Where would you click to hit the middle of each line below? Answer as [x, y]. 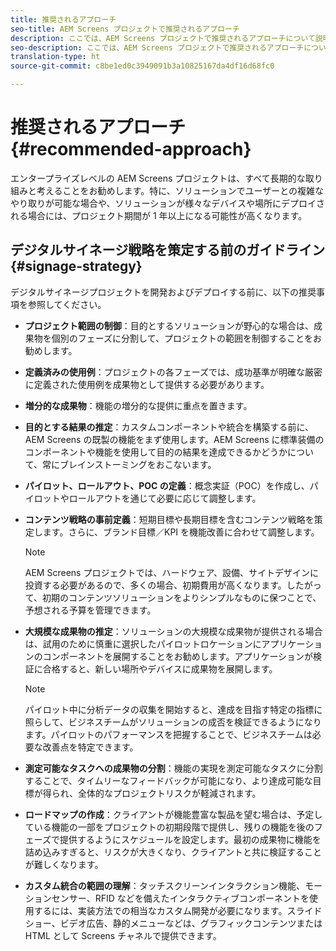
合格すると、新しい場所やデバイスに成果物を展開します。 [160, 668]
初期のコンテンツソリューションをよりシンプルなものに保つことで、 [182, 597]
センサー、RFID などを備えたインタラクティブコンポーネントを [180, 898]
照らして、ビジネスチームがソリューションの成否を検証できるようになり [173, 722]
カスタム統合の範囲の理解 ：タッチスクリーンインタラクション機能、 [165, 885]
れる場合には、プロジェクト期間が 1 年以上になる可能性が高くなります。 [159, 215]
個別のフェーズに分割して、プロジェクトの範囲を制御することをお [186, 338]
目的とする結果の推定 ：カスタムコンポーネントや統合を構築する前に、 [169, 427]
